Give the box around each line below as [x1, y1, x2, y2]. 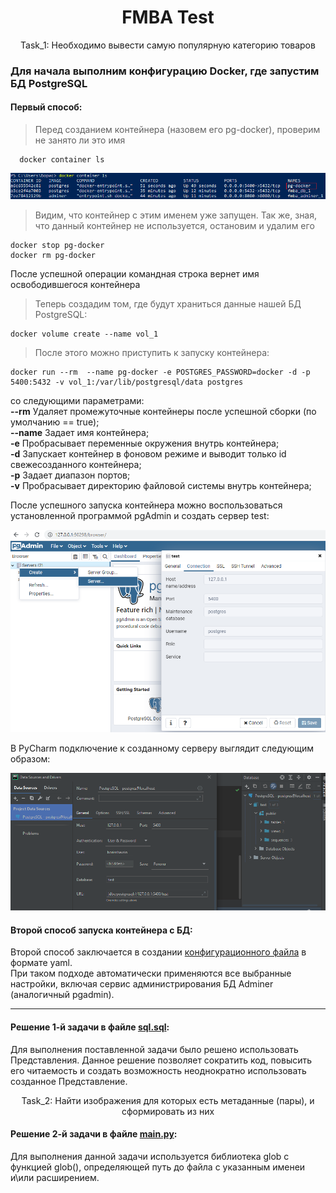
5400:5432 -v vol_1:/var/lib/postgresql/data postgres [10, 377, 244, 387]
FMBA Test [121, 6, 215, 29]
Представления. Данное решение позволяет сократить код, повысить [10, 1054, 313, 1066]
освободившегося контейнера [10, 278, 141, 290]
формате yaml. [10, 957, 73, 969]
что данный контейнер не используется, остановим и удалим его [34, 219, 315, 231]
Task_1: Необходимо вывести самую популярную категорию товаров [20, 39, 316, 51]
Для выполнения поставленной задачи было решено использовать [10, 1043, 299, 1055]
